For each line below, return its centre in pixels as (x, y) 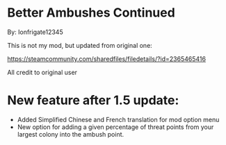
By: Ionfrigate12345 (35, 32)
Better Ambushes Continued (91, 13)
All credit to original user (42, 72)
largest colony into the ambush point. (71, 134)
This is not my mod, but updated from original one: (80, 45)
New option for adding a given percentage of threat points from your (115, 127)
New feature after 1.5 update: (93, 100)
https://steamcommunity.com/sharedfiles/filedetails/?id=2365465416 (107, 59)
